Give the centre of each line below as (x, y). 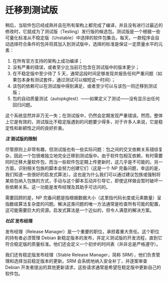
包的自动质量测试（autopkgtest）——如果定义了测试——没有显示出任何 (86, 98)
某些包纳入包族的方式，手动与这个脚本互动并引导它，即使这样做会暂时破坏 (82, 181)
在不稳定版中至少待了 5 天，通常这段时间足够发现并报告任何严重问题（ (85, 73)
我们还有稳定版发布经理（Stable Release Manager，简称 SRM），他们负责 (80, 254)
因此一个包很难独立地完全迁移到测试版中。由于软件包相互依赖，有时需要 (88, 156)
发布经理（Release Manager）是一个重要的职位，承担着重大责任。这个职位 (82, 231)
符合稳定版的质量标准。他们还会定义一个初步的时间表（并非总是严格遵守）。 (83, 244)
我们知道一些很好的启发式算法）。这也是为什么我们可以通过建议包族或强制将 (83, 174)
